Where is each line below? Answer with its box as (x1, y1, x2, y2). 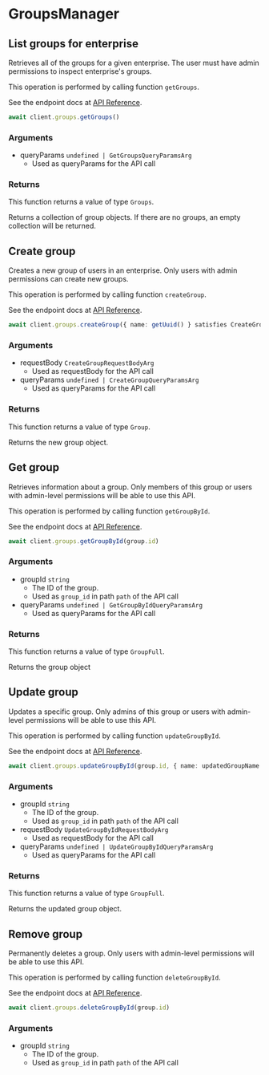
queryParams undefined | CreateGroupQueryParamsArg (19, 375, 199, 385)
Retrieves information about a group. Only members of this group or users (8, 482, 252, 492)
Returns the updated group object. (8, 904, 122, 914)
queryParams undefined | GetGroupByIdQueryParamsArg (19, 599, 203, 610)
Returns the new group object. (8, 437, 109, 447)
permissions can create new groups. (8, 274, 129, 284)
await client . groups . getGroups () (8, 113, 120, 121)
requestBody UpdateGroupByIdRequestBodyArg (19, 825, 169, 834)
